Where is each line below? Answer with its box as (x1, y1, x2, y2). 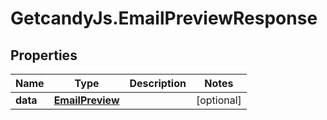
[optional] (195, 93, 242, 107)
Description (129, 77, 187, 90)
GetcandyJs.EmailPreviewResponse (10, 7, 318, 30)
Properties (10, 47, 78, 64)
